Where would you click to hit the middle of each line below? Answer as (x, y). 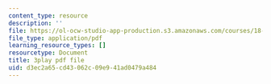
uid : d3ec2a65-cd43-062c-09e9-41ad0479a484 (83, 68)
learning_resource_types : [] (57, 46)
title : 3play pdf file (46, 61)
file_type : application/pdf (56, 38)
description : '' (35, 23)
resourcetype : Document (48, 53)
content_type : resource (48, 16)
